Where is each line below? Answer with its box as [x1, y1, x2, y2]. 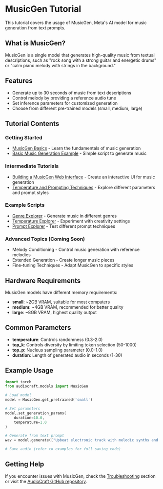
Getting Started [5, 134, 42, 141]
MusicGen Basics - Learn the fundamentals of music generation [12, 146, 141, 151]
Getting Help [5, 460, 44, 468]
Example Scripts [5, 202, 45, 209]
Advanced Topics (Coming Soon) [5, 235, 85, 242]
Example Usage [5, 367, 54, 375]
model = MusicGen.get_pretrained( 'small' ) [5, 397, 93, 402]
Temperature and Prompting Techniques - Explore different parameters [12, 184, 155, 190]
